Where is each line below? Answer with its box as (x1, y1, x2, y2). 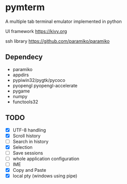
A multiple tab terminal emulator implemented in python (5, 18, 122, 24)
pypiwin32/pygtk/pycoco (12, 77, 65, 83)
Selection (12, 144, 33, 150)
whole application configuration (12, 156, 80, 162)
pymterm (5, 2, 45, 13)
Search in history (12, 138, 49, 144)
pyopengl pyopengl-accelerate (12, 82, 78, 88)
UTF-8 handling (12, 127, 46, 133)
